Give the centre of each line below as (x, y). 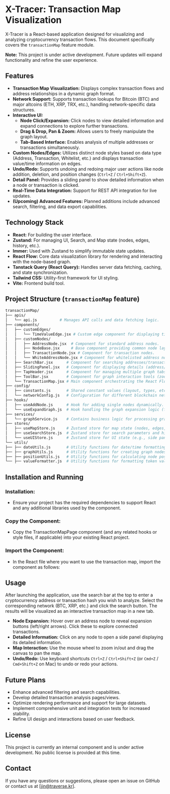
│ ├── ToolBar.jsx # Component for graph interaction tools (80, 376)
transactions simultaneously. (50, 147)
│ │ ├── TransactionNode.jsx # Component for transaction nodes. (80, 353)
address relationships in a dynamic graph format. (64, 93)
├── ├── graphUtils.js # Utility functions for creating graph (79, 452)
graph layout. (34, 136)
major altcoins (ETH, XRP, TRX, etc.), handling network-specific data (84, 104)
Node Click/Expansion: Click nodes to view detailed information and (92, 121)
